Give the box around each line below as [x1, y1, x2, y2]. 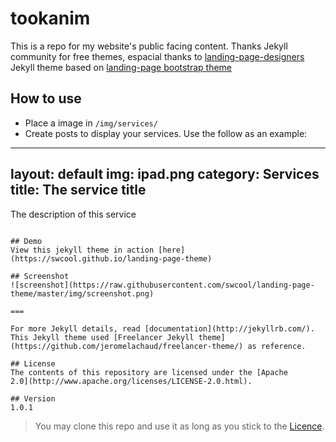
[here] [158, 245, 186, 255]
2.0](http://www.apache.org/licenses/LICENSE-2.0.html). [10, 376, 253, 386]
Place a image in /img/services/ [24, 117, 158, 129]
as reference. [247, 341, 307, 351]
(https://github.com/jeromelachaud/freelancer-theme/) [10, 341, 244, 351]
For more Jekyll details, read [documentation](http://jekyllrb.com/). [10, 323, 315, 334]
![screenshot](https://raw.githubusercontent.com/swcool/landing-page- [10, 280, 315, 290]
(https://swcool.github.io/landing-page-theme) [10, 253, 213, 264]
